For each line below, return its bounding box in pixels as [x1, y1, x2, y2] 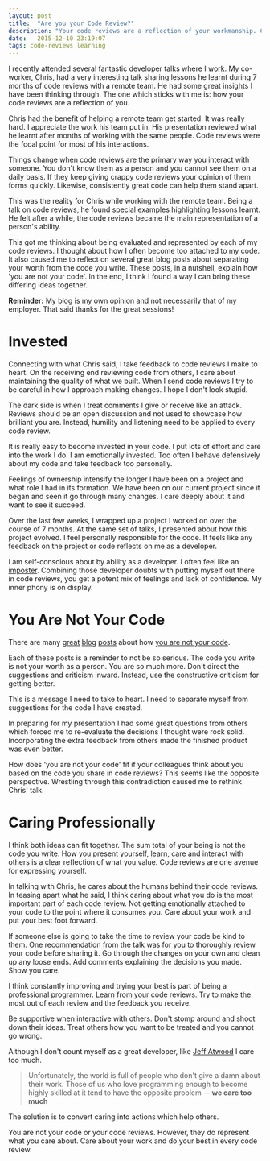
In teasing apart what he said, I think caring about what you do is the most [8, 890, 253, 899]
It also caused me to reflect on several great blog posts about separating [8, 254, 249, 264]
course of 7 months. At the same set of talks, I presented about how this [8, 524, 247, 534]
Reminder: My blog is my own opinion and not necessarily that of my [8, 295, 237, 306]
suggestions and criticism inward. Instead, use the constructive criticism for [8, 670, 260, 680]
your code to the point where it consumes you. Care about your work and [8, 907, 252, 916]
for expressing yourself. [8, 866, 87, 875]
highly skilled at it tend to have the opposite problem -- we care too [27, 1088, 252, 1097]
